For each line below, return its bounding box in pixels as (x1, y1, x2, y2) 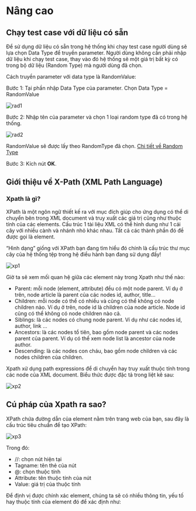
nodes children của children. (14, 354, 84, 361)
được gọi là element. (6, 233, 56, 240)
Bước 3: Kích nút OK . (6, 160, 57, 167)
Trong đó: (6, 444, 30, 451)
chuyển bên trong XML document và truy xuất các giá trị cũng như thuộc (6, 214, 182, 221)
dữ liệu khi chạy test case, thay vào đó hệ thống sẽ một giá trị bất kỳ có (6, 56, 178, 62)
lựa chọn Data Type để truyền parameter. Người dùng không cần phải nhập (6, 49, 187, 56)
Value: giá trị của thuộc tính (14, 480, 81, 488)
